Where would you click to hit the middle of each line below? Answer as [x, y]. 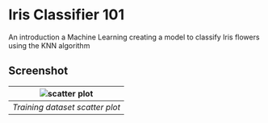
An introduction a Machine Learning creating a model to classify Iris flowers [134, 37]
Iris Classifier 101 [67, 15]
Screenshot [38, 71]
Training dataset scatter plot [67, 107]
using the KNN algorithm [49, 45]
